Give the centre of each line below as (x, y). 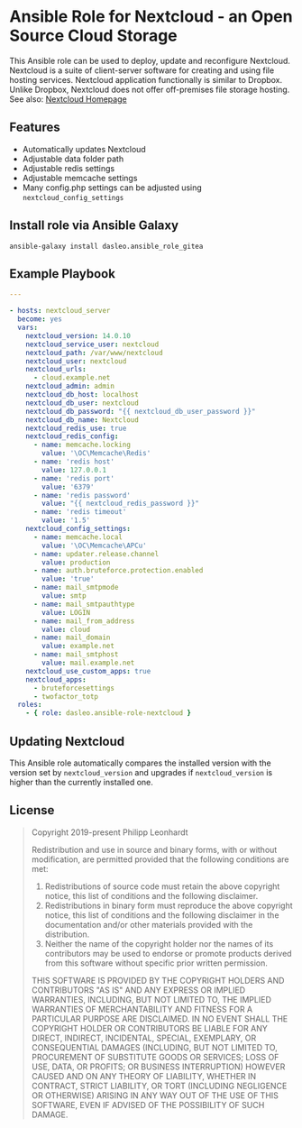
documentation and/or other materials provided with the (149, 924)
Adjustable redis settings (69, 168)
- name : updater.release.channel (96, 554)
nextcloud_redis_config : (72, 436)
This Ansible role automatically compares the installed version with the (141, 763)
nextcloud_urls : (56, 370)
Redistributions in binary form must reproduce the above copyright (169, 905)
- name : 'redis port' (74, 478)
